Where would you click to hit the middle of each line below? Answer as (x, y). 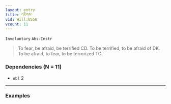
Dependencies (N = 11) (34, 67)
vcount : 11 (17, 24)
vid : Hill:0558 (21, 19)
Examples (18, 96)
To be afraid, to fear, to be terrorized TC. (60, 54)
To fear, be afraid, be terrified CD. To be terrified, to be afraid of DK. (89, 48)
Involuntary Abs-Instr (29, 39)
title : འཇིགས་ (19, 15)
